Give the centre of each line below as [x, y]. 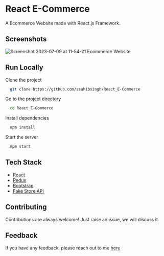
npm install [23, 127]
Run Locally [24, 68]
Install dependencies [27, 118]
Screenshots [26, 39]
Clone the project [24, 80]
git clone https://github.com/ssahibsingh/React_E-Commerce [75, 89]
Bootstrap [23, 185]
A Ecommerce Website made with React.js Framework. [63, 23]
